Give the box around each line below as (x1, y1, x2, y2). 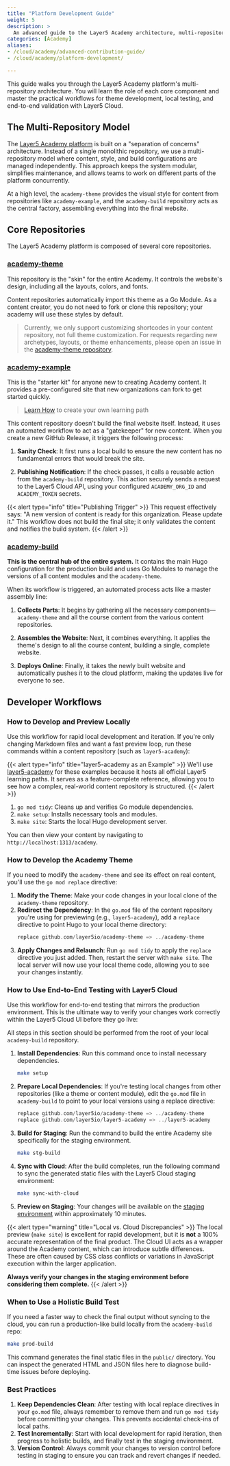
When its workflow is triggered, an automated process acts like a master (7, 585, 211, 594)
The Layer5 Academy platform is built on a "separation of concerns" (7, 139, 200, 148)
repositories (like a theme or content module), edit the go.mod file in (16, 1090, 207, 1098)
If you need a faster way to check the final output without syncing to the (7, 1313, 210, 1321)
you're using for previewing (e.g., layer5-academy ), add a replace (16, 913, 200, 921)
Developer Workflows (7, 696, 102, 708)
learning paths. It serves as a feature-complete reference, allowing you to (7, 775, 214, 783)
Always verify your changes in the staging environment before (7, 1272, 190, 1281)
